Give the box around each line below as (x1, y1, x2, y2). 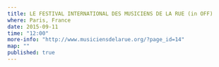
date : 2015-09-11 (7, 23, 59, 30)
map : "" (7, 43, 30, 50)
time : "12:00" (7, 29, 49, 37)
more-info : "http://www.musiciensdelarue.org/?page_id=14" (7, 36, 185, 43)
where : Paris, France (7, 17, 71, 24)
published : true (7, 50, 55, 57)
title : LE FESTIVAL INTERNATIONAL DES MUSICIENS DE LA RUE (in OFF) (7, 10, 213, 17)
